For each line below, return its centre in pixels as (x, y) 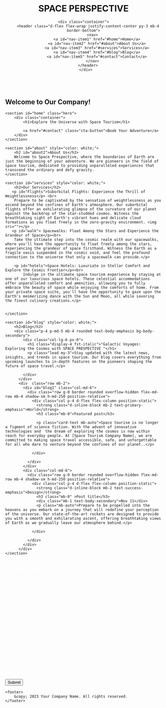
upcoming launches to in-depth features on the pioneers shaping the (79, 362)
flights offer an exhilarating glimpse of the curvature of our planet (81, 209)
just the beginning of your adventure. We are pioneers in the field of (82, 161)
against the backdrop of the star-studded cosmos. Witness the (72, 214)
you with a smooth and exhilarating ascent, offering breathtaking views (83, 519)
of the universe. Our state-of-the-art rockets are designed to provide (82, 514)
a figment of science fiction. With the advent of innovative (71, 427)
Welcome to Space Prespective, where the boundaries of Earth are (84, 157)
